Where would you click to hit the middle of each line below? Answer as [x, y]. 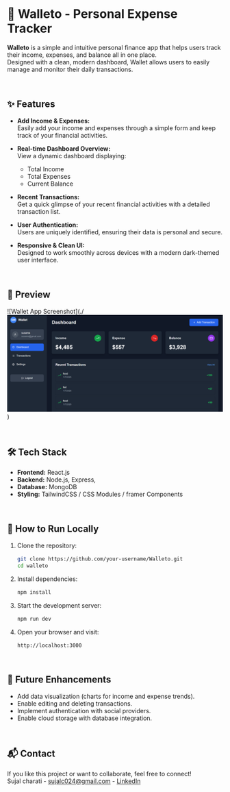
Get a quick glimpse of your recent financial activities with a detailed [113, 204]
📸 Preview [29, 295]
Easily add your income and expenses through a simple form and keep [116, 128]
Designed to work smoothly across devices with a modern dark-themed [118, 252]
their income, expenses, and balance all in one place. [82, 55]
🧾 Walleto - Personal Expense [92, 14]
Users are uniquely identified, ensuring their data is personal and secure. [120, 232]
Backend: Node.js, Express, [56, 480]
